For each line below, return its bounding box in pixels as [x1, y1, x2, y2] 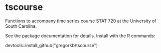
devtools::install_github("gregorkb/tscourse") [5, 42, 98, 48]
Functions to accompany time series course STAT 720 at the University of [5, 18, 157, 24]
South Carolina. [5, 23, 37, 29]
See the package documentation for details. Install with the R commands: [5, 33, 156, 39]
